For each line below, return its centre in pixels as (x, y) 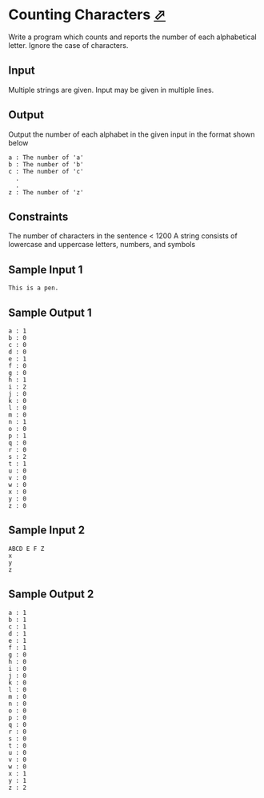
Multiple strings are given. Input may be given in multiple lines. (111, 90)
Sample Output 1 (50, 312)
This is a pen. (34, 288)
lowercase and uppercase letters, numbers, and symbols (102, 245)
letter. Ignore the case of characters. (68, 45)
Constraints (38, 216)
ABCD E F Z (26, 549)
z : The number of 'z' (46, 192)
